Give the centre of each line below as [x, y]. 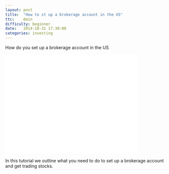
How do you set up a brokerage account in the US [57, 48]
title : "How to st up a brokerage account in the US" [64, 15]
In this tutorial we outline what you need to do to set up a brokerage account [84, 161]
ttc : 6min [19, 19]
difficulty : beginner [28, 24]
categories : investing [29, 33]
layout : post [19, 10]
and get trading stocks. [29, 166]
